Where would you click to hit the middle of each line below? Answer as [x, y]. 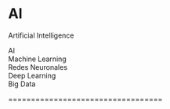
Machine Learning [37, 59]
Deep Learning [32, 75]
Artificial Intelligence [41, 35]
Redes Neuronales [38, 67]
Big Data [22, 84]
